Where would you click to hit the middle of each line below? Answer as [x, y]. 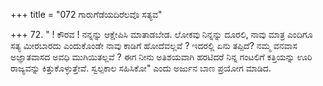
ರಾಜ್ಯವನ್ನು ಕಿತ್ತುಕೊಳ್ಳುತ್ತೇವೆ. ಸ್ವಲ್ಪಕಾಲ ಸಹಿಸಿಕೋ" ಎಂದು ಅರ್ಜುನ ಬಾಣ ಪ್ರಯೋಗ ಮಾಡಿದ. [141, 68]
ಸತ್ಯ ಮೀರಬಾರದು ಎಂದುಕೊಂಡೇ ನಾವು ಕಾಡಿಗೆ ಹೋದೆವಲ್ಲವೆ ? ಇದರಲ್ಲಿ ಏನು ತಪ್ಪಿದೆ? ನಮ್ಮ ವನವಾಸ [154, 45]
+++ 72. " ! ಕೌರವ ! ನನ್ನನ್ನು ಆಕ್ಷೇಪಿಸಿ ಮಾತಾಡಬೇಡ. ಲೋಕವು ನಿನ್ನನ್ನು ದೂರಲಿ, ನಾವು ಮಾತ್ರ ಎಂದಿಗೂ [161, 34]
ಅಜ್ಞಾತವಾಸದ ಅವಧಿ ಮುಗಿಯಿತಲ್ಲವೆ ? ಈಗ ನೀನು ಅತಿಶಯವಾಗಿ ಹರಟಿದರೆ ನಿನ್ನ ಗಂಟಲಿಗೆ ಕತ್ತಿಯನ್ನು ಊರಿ [161, 57]
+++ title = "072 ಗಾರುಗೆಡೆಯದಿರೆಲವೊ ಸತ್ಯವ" [86, 14]
